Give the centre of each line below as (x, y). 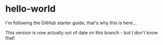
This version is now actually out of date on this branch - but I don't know (82, 32)
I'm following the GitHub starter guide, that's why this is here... (71, 23)
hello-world (31, 9)
